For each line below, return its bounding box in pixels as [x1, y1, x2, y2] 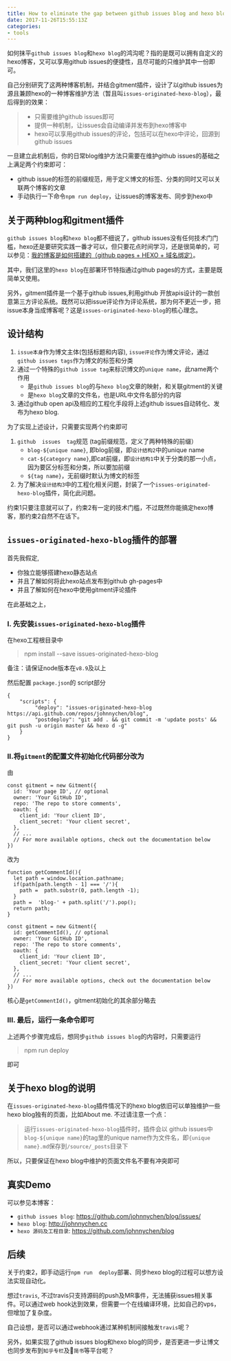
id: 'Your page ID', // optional [13, 789, 109, 795]
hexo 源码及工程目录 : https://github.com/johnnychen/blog [16, 1227, 175, 1235]
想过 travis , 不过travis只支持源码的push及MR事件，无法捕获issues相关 [7, 1292, 207, 1300]
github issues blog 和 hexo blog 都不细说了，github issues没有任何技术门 [7, 234, 212, 242]
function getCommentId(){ [7, 869, 81, 876]
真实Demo [7, 1179, 52, 1190]
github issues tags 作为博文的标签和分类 [16, 356, 133, 365]
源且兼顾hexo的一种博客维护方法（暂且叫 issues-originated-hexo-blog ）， [7, 89, 216, 98]
